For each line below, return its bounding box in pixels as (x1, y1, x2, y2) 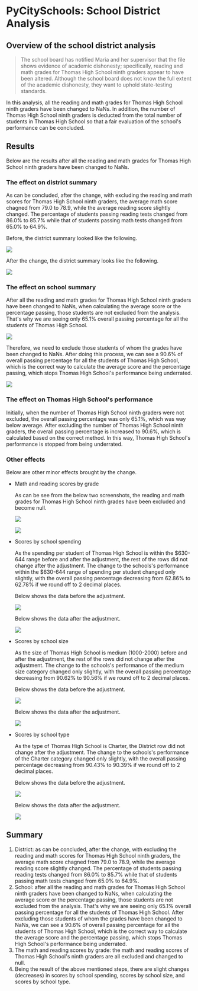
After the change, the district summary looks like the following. (6, 257, 159, 264)
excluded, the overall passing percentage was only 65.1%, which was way (6, 415, 186, 422)
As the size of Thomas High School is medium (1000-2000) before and (14, 649, 187, 656)
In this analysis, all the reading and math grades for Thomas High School (6, 99, 183, 106)
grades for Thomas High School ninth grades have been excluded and (14, 498, 186, 505)
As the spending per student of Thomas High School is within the (14, 549, 174, 557)
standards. (20, 88, 47, 94)
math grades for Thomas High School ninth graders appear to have (20, 69, 184, 75)
